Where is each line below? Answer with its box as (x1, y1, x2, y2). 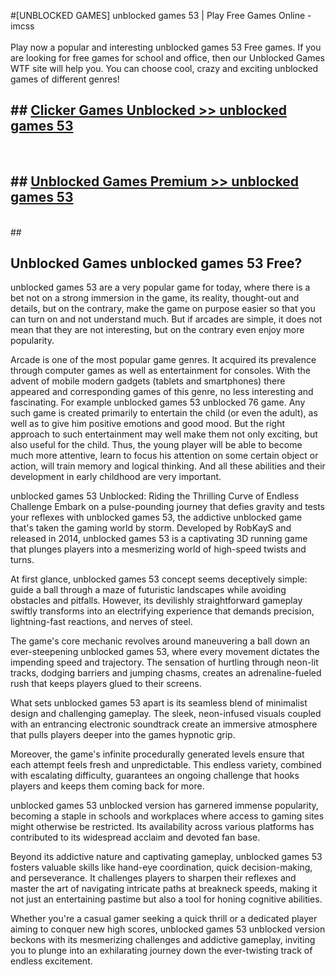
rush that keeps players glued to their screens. (10, 678, 202, 690)
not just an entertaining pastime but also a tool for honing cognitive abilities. (10, 893, 323, 905)
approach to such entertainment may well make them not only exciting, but (10, 428, 318, 440)
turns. (10, 554, 35, 566)
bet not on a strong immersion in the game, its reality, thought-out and (10, 292, 300, 304)
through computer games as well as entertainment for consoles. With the (10, 365, 312, 377)
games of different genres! (10, 73, 120, 85)
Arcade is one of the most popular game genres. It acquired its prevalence (10, 354, 317, 366)
